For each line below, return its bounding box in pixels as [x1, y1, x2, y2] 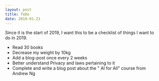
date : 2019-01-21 [5, 16, 41, 21]
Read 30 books [12, 45, 43, 51]
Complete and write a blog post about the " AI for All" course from [12, 65, 146, 71]
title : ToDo [5, 12, 29, 17]
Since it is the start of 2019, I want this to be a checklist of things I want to [5, 30, 155, 36]
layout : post [5, 7, 32, 12]
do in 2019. [5, 35, 27, 41]
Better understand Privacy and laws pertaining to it [12, 60, 115, 66]
